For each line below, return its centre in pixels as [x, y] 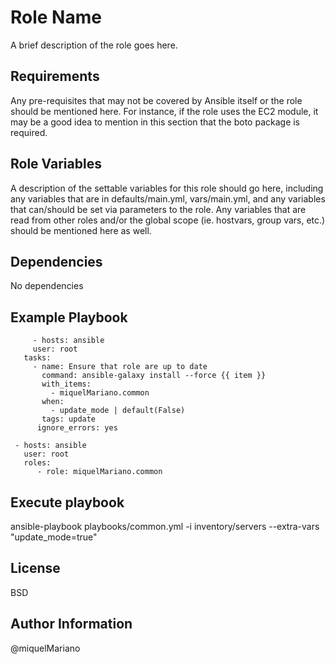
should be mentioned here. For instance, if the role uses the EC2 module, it [164, 111]
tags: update [69, 419]
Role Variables [56, 164]
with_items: [66, 384]
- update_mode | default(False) [118, 411]
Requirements [55, 76]
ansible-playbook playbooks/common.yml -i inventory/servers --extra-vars [165, 526]
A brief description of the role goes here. [94, 45]
